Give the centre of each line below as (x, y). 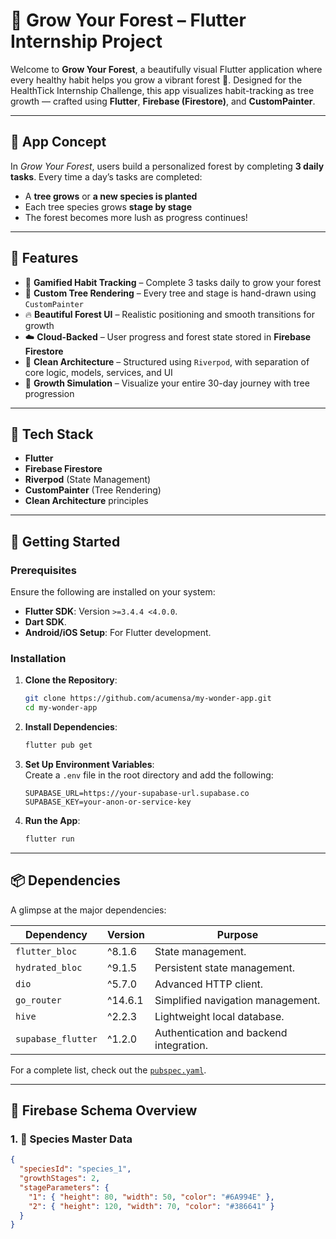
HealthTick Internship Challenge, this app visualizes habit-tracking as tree (162, 90)
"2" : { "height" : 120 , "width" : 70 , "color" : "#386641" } (151, 1206)
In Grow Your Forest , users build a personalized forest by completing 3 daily (167, 166)
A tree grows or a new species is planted (111, 196)
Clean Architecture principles (86, 501)
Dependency (56, 934)
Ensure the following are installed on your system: (113, 592)
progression (49, 393)
